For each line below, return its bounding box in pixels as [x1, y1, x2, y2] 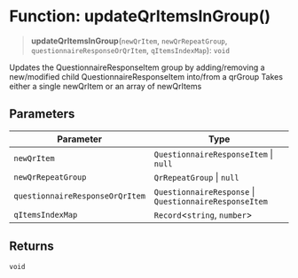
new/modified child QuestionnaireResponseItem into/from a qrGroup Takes [9, 71, 284, 81]
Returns [9, 239, 55, 254]
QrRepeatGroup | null [153, 171, 239, 183]
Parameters [9, 106, 75, 121]
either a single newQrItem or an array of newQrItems [9, 81, 202, 91]
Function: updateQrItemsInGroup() [9, 6, 271, 27]
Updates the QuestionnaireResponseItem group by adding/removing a [9, 62, 265, 73]
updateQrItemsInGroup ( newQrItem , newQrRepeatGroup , [30, 35, 228, 46]
